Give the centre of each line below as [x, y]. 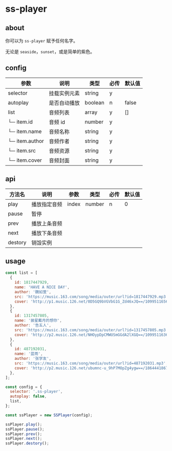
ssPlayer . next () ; [24, 439]
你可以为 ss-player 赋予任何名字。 [42, 41]
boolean [95, 102]
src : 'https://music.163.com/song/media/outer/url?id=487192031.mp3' [90, 363]
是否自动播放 [64, 103]
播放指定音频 [47, 204]
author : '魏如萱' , [33, 292]
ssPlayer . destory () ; [27, 443]
